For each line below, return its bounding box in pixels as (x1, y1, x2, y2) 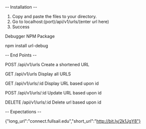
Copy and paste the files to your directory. (12, 14, 97, 19)
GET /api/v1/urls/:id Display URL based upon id (5, 80, 99, 86)
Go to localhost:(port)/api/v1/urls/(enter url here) (12, 19, 109, 24)
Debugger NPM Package (5, 34, 55, 39)
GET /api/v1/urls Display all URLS (5, 71, 72, 77)
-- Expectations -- (5, 109, 41, 114)
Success (12, 24, 30, 30)
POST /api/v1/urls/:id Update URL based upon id (5, 90, 102, 95)
